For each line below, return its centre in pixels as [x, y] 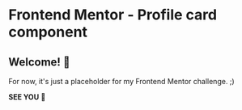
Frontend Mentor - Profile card [113, 15]
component [48, 32]
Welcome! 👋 [39, 62]
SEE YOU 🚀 [27, 97]
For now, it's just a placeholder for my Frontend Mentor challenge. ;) [121, 81]
